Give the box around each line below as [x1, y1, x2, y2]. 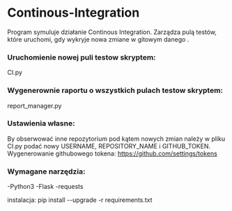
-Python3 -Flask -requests [7, 183, 84, 191]
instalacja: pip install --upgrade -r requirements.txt [7, 196, 153, 204]
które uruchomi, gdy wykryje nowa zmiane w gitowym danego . [7, 35, 190, 43]
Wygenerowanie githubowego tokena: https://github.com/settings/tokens [7, 149, 217, 158]
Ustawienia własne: [7, 119, 75, 128]
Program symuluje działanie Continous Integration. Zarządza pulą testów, [7, 28, 217, 36]
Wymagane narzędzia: [7, 167, 86, 176]
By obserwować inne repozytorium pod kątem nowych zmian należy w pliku [7, 134, 226, 143]
